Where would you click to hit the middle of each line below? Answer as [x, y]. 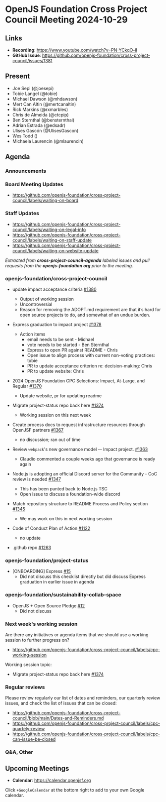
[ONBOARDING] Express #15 [41, 572]
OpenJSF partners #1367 [38, 430]
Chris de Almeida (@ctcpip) [40, 115]
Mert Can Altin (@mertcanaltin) [44, 104]
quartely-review [28, 729]
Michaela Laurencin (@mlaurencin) [48, 141]
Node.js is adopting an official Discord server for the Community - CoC [85, 474]
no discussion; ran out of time [50, 440]
